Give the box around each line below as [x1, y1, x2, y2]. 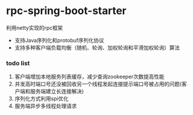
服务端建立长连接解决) [30, 88, 84, 95]
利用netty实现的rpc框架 [6, 24, 63, 31]
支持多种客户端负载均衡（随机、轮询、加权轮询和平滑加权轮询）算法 [14, 44, 180, 51]
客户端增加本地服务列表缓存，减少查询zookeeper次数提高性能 [14, 73, 165, 80]
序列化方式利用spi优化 [14, 95, 69, 102]
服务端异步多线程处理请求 [14, 103, 77, 110]
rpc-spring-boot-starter [6, 4, 127, 18]
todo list [6, 59, 31, 67]
